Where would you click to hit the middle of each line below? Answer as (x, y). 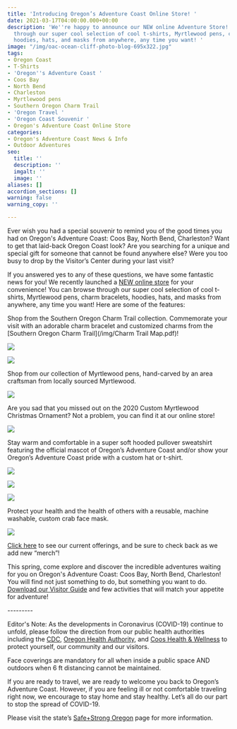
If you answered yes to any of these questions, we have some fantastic (110, 274)
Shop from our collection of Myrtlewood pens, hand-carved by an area (110, 373)
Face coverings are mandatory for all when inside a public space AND (109, 660)
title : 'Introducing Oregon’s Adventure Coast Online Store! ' (102, 14)
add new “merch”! (34, 553)
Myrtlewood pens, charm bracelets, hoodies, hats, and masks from (124, 297)
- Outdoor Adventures (39, 146)
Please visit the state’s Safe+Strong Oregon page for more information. (110, 718)
